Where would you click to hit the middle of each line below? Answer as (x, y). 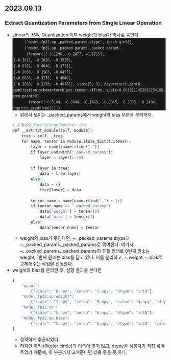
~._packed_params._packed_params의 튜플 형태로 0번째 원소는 (85, 251)
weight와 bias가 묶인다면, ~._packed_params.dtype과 (75, 238)
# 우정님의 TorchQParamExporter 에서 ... (54, 125)
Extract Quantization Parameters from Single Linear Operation (83, 23)
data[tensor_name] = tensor (69, 228)
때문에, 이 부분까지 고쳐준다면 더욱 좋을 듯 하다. (80, 352)
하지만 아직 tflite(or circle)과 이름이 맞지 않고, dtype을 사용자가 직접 (88, 346)
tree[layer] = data (60, 190)
